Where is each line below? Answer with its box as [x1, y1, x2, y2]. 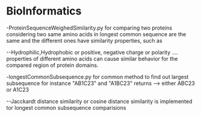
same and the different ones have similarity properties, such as [6, 37, 162, 44]
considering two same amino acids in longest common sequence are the [6, 30, 187, 37]
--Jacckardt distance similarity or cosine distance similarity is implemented [6, 98, 193, 105]
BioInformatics [6, 4, 82, 18]
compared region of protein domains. [6, 62, 99, 69]
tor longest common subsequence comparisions [6, 104, 126, 111]
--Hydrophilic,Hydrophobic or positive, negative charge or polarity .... [6, 48, 179, 55]
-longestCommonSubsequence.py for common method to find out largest [6, 73, 189, 80]
